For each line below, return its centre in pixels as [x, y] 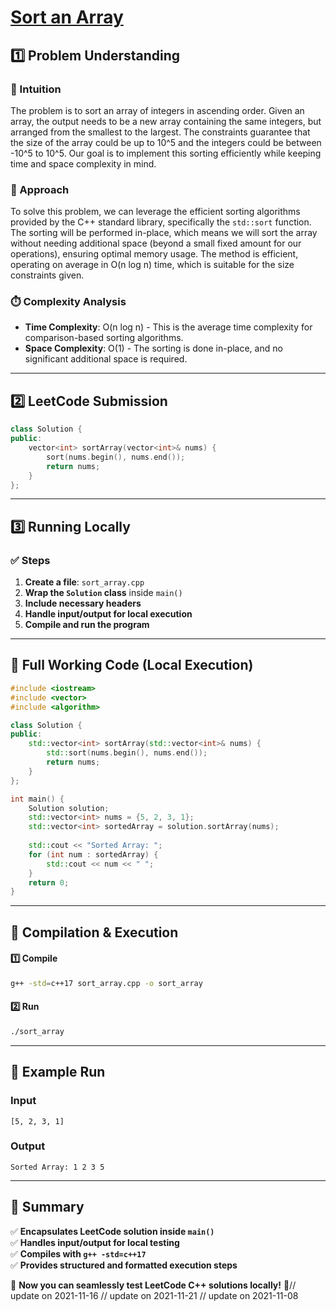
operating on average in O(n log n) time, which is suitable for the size [152, 265]
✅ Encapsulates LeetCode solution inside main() [112, 1231]
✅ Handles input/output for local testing [95, 1242]
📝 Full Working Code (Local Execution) [132, 665]
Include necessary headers [83, 603]
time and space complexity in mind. [83, 163]
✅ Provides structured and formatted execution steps [124, 1265]
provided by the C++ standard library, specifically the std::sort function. [161, 222]
